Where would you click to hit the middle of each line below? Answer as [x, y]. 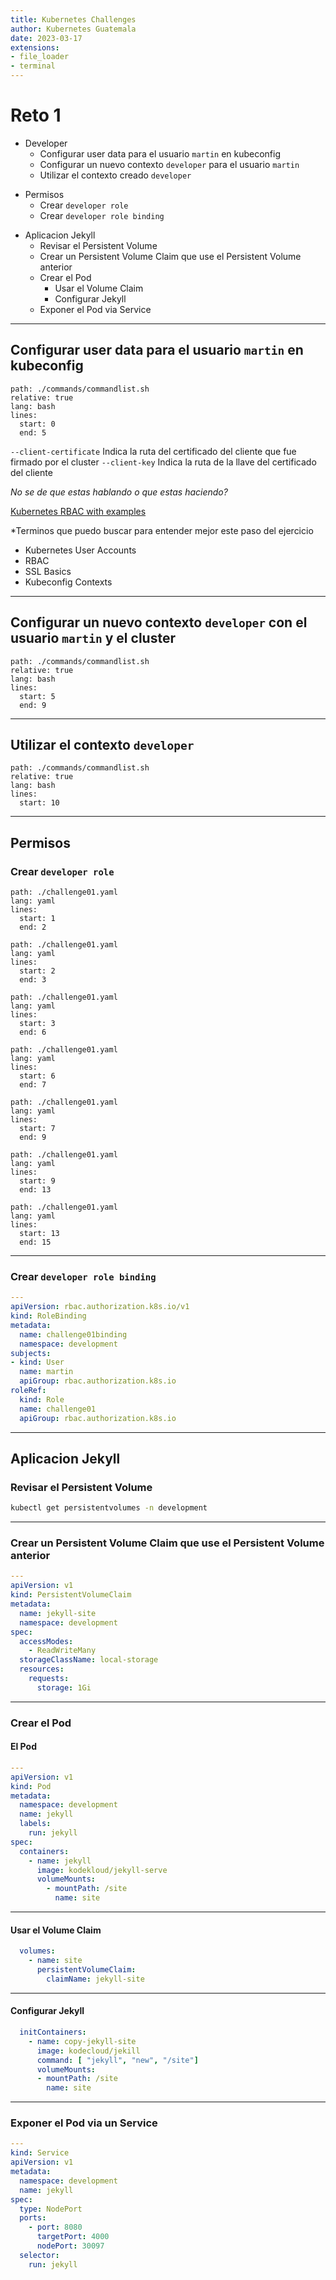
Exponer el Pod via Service [95, 309]
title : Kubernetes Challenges [73, 19]
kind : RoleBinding [48, 1316]
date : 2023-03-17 [46, 38]
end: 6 [33, 1032]
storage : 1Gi [64, 1687]
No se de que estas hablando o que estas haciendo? [119, 492]
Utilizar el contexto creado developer [115, 175]
